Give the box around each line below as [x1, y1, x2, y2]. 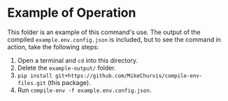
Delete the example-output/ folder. [17, 63, 117, 72]
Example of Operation [7, 5, 136, 21]
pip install [17, 72, 52, 79]
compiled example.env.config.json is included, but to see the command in [7, 35, 222, 43]
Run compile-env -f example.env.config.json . [17, 86, 152, 94]
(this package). [48, 78, 91, 86]
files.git [17, 79, 47, 86]
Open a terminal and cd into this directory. [17, 56, 138, 64]
